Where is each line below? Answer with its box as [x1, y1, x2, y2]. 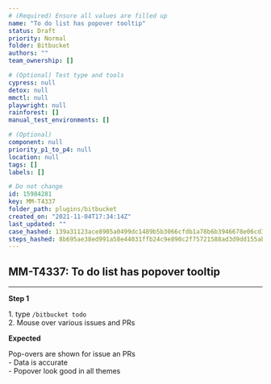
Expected [8, 333, 42, 343]
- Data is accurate [8, 357, 69, 367]
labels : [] [8, 168, 45, 176]
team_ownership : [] [8, 57, 74, 65]
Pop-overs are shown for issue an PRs [8, 349, 135, 359]
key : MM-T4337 [8, 198, 56, 206]
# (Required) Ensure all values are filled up [8, 11, 168, 20]
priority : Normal [8, 34, 67, 43]
